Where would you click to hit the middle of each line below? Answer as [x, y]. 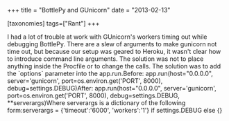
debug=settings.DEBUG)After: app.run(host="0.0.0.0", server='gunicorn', [112, 88]
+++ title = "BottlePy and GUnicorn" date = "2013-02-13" [89, 10]
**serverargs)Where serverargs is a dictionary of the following [96, 103]
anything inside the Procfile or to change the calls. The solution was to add [114, 66]
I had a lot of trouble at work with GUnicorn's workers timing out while [107, 37]
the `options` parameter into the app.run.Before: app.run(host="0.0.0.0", [110, 73]
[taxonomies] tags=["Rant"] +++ [53, 23]
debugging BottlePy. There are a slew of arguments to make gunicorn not [112, 44]
